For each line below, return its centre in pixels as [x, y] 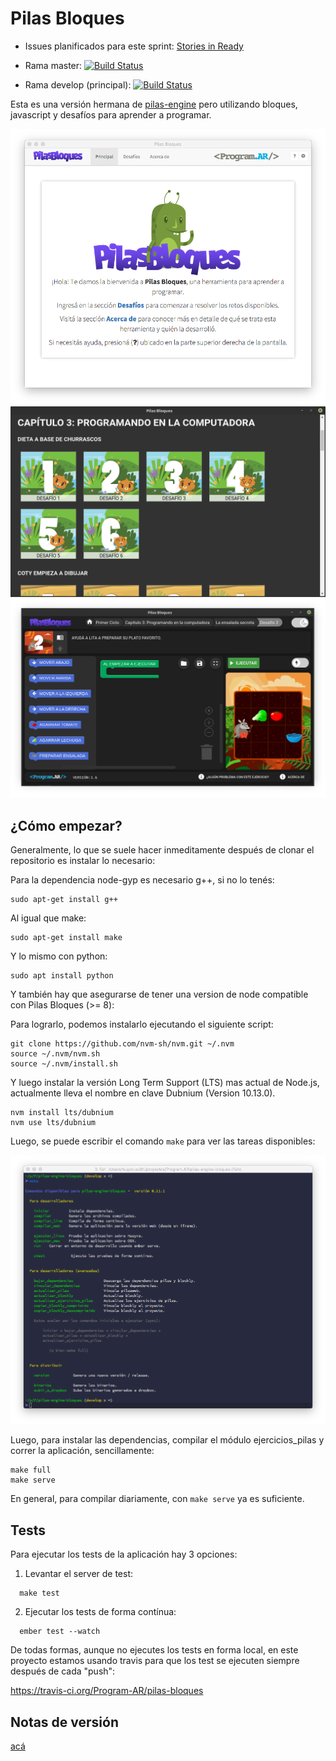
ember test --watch [60, 1632]
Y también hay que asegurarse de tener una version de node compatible [159, 994]
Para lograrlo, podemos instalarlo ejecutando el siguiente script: [142, 1024]
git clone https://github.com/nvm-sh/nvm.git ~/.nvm [122, 1044]
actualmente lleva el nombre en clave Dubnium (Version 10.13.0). [143, 1093]
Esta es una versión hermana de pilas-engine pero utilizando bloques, [154, 104]
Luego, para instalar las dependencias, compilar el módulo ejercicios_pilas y [167, 1440]
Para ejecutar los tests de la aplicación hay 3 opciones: [124, 1554]
